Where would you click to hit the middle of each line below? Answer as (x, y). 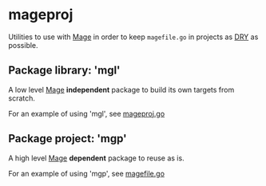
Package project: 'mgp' (67, 139)
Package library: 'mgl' (64, 71)
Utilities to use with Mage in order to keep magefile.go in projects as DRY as (133, 37)
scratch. (22, 98)
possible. (23, 45)
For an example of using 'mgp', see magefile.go (87, 173)
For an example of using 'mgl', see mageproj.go (87, 113)
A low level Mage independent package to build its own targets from (121, 89)
